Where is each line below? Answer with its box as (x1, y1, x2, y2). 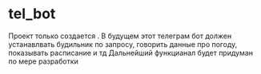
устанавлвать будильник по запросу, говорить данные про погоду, (8, 39, 238, 49)
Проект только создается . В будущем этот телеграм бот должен (8, 31, 232, 41)
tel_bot (8, 5, 56, 23)
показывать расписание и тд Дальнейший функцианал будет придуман (8, 48, 254, 57)
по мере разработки (8, 56, 78, 66)
